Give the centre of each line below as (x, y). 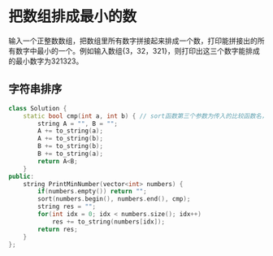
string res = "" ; (67, 207)
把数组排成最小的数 (73, 17)
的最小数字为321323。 (46, 61)
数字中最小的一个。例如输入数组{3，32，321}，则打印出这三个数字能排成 (137, 50)
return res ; (58, 229)
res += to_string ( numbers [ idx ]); (108, 221)
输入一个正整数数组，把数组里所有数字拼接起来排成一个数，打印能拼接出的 (133, 41)
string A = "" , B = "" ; (78, 124)
